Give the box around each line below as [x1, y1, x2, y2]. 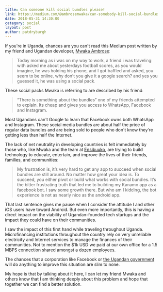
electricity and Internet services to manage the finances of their [5, 237, 132, 243]
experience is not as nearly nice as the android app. [16, 192, 121, 198]
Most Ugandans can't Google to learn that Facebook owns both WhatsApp [5, 117, 154, 122]
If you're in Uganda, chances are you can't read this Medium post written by [5, 43, 157, 49]
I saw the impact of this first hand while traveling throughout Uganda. [5, 227, 144, 232]
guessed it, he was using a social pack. [16, 78, 96, 84]
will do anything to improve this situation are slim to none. [5, 261, 120, 267]
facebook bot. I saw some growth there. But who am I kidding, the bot [16, 187, 157, 193]
